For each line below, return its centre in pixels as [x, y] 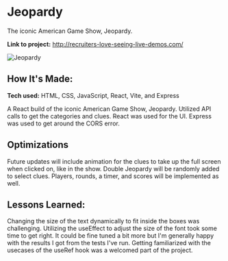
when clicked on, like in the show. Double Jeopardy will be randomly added [113, 169]
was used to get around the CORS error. [63, 123]
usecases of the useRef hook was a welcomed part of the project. [100, 250]
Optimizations [38, 145]
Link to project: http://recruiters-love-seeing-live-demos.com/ [95, 44]
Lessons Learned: [46, 204]
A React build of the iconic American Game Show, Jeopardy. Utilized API [109, 109]
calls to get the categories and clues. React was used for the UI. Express [110, 116]
